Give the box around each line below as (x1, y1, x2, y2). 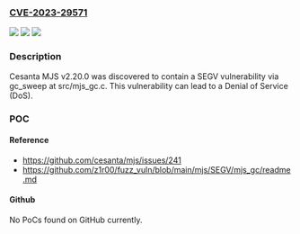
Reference (9, 135, 49, 146)
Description (9, 50, 62, 63)
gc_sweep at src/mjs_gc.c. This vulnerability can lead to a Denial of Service (9, 80, 289, 91)
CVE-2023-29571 (9, 6, 88, 19)
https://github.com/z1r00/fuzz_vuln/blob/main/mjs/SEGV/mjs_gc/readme (22, 164, 291, 175)
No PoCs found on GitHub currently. (9, 214, 143, 225)
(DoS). (9, 90, 33, 101)
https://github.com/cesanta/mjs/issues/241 (22, 155, 181, 166)
